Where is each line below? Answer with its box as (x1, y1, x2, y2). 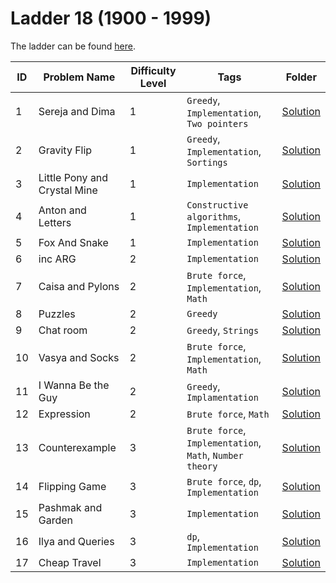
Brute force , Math (186, 407, 270, 421)
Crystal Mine (38, 183, 98, 197)
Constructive (186, 199, 249, 211)
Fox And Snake (38, 235, 109, 249)
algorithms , (186, 209, 242, 223)
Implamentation (186, 392, 259, 403)
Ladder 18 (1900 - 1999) (10, 7, 212, 30)
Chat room (38, 323, 88, 337)
